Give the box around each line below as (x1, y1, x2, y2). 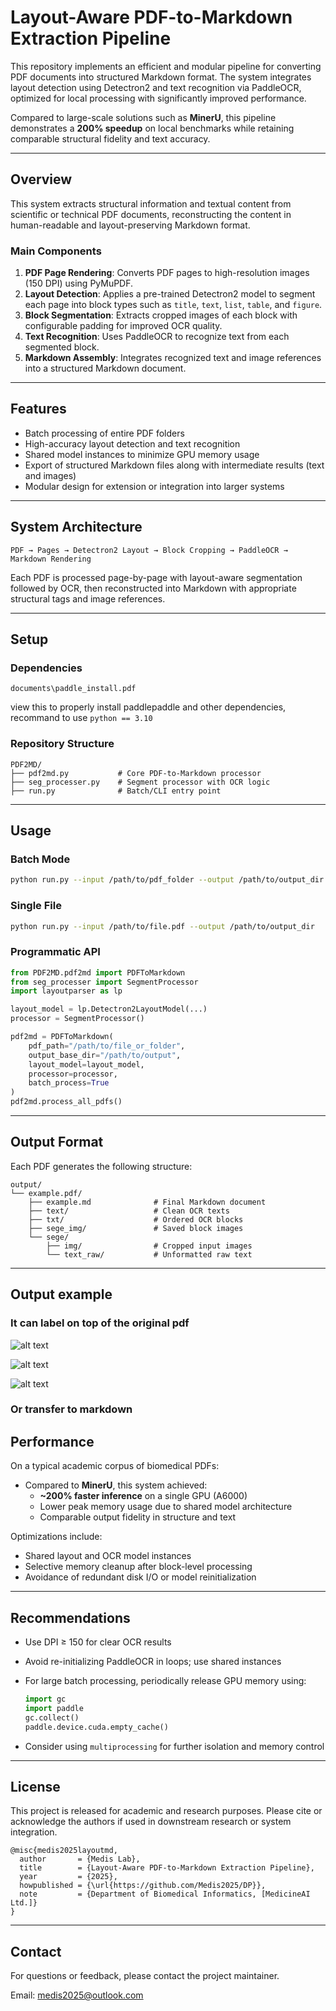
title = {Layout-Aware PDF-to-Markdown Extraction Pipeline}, (19, 1863, 315, 1873)
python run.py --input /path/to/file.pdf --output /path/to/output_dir (10, 921, 315, 931)
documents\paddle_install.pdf (10, 684, 137, 694)
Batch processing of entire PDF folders (24, 427, 185, 439)
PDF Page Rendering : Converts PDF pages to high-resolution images (24, 267, 310, 279)
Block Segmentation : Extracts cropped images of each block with (24, 309, 298, 321)
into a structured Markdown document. (24, 362, 187, 375)
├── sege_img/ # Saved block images (28, 1223, 244, 1233)
